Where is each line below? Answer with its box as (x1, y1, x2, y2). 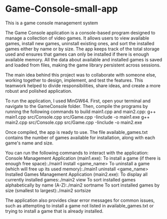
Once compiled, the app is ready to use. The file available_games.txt (5, 129, 148, 135)
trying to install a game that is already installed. (5, 208, 104, 214)
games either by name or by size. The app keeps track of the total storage (5, 46, 160, 52)
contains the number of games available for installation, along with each (5, 134, 155, 140)
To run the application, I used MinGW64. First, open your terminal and (5, 97, 151, 104)
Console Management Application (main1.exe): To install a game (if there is (5, 155, 161, 161)
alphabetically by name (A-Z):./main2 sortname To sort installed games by (5, 182, 160, 188)
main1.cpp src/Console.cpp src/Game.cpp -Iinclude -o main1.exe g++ (5, 114, 150, 120)
